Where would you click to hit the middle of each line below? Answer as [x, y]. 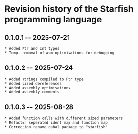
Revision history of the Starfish [69, 9]
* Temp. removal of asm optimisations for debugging [59, 53]
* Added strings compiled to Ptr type [44, 79]
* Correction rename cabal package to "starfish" [56, 127]
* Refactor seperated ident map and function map [56, 123]
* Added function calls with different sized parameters [64, 118]
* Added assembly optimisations [37, 88]
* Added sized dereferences [33, 83]
